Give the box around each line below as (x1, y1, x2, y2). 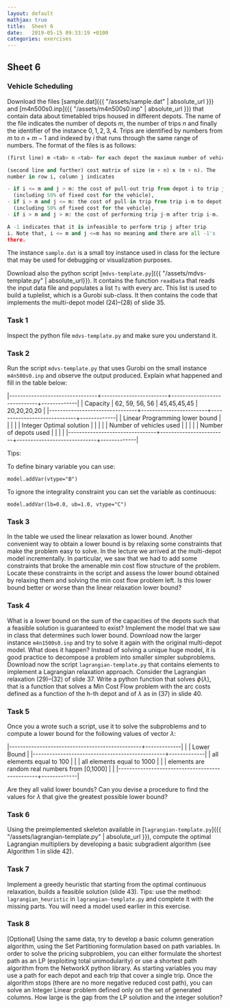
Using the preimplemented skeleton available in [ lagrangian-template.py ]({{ (7, 825, 222, 833)
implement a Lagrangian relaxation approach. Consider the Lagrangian (7, 667, 207, 675)
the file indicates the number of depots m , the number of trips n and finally (7, 119, 218, 127)
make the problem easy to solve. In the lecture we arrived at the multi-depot (7, 547, 222, 555)
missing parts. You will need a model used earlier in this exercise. (7, 901, 192, 910)
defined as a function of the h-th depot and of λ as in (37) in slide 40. (7, 689, 203, 697)
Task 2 (7, 348, 30, 358)
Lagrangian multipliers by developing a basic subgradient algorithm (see (7, 840, 211, 849)
